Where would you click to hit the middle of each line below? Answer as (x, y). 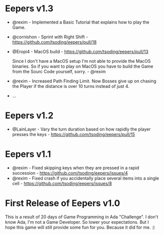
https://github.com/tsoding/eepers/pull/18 (54, 42)
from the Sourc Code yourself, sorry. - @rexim (59, 71)
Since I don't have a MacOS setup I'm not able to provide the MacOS (81, 61)
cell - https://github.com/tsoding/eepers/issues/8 (62, 183)
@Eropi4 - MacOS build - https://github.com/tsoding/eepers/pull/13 (80, 52)
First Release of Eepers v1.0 (63, 203)
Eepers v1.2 (29, 116)
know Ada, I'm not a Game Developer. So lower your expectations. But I (77, 222)
